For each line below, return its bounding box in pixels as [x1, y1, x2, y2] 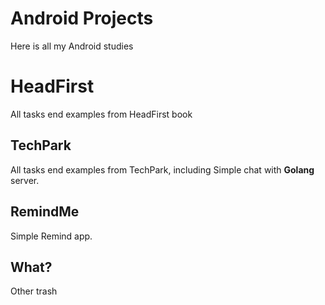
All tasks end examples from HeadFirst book [10, 108, 193, 120]
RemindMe [10, 203, 80, 221]
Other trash [10, 285, 58, 297]
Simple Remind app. [10, 230, 93, 242]
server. [10, 174, 40, 186]
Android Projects [10, 7, 154, 30]
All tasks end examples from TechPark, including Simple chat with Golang [10, 163, 315, 176]
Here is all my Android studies [10, 40, 134, 52]
